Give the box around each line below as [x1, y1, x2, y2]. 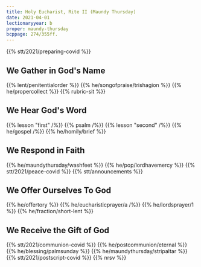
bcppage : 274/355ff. [6, 31, 59, 37]
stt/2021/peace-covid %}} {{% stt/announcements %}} [6, 167, 143, 175]
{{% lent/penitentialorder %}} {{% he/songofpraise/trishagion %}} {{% [6, 81, 182, 88]
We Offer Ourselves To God [6, 185, 112, 195]
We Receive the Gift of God [6, 225, 110, 236]
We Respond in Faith [6, 146, 85, 156]
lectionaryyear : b [6, 20, 53, 26]
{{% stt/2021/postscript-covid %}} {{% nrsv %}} [6, 254, 127, 262]
